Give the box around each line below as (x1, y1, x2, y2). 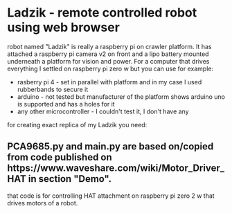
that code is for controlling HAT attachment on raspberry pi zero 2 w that (7, 192, 215, 200)
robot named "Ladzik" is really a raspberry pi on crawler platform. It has (7, 42, 212, 50)
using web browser (7, 19, 120, 35)
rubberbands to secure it (17, 85, 89, 93)
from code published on (7, 151, 112, 163)
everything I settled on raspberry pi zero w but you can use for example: (7, 64, 213, 73)
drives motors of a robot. (7, 198, 78, 207)
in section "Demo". (28, 173, 112, 185)
